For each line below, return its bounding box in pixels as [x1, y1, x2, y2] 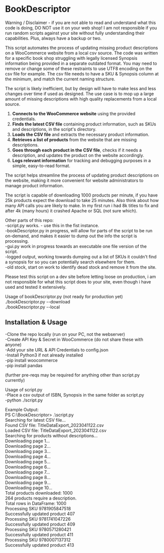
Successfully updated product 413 [5, 542, 74, 548]
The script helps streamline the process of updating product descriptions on [5, 172, 159, 178]
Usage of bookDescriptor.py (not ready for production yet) [5, 293, 123, 300]
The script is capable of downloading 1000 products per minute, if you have [5, 192, 158, 198]
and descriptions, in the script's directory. [12, 126, 97, 132]
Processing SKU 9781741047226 [5, 516, 71, 522]
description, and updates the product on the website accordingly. [12, 152, 144, 158]
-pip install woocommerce [5, 357, 58, 363]
